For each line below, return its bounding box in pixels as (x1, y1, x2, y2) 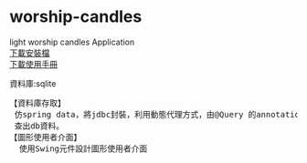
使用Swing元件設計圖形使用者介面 (18, 143, 148, 154)
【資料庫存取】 (9, 97, 66, 108)
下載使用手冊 (9, 58, 58, 69)
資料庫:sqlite (9, 77, 57, 88)
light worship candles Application (9, 36, 135, 47)
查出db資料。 (14, 120, 65, 131)
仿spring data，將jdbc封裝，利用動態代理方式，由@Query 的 (14, 109, 257, 119)
